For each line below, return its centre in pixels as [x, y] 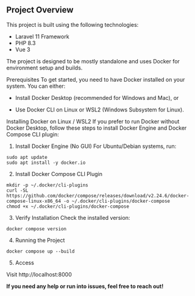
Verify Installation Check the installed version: [73, 217]
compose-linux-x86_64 [34, 201]
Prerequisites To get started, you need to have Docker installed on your [96, 79]
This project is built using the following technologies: [73, 24]
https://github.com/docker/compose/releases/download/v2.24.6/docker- [98, 196]
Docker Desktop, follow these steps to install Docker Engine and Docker [97, 128]
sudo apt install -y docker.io [46, 163]
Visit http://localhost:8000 [39, 274]
